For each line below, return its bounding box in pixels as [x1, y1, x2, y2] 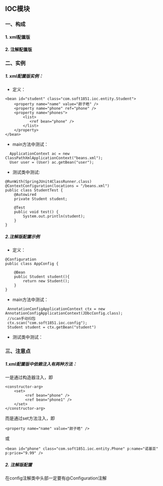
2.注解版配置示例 [5, 234, 40, 240]
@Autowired [14, 192, 37, 197]
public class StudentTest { [5, 188, 63, 193]
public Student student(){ [14, 274, 70, 279]
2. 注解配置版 [5, 46, 32, 52]
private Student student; [14, 196, 68, 202]
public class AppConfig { [5, 261, 58, 266]
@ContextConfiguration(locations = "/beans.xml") [5, 183, 110, 188]
